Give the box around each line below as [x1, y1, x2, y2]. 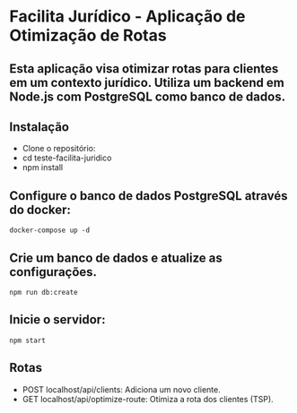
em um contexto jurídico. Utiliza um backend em [9, 74, 284, 90]
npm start [9, 336, 47, 345]
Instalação [9, 119, 70, 134]
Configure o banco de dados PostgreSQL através [9, 188, 289, 203]
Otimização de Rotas [9, 25, 168, 46]
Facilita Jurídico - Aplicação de [9, 6, 246, 27]
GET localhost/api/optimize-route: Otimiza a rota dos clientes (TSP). [22, 393, 274, 404]
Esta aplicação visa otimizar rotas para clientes [9, 61, 279, 76]
